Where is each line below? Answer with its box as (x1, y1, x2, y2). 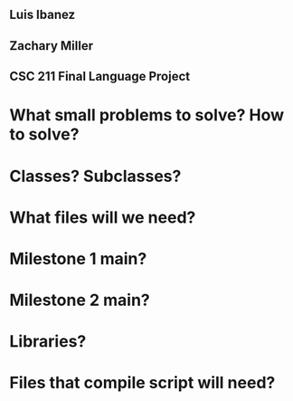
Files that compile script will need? (9, 373, 276, 393)
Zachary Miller (9, 38, 93, 53)
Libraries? (9, 331, 87, 352)
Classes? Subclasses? (9, 166, 182, 186)
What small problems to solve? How (9, 105, 285, 126)
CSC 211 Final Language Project (9, 69, 191, 84)
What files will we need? (9, 207, 196, 227)
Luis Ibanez (9, 7, 76, 23)
